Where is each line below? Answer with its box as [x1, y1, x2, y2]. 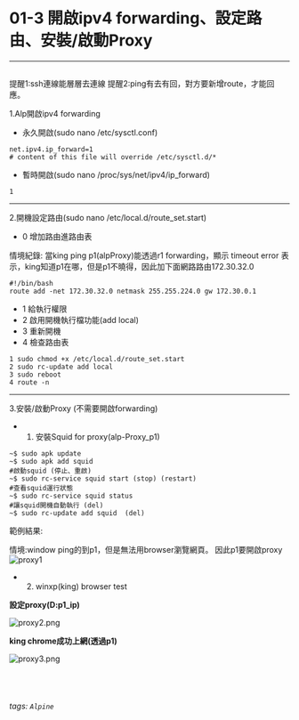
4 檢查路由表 [21, 337, 69, 348]
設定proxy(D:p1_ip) [9, 600, 80, 611]
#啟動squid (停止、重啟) [9, 466, 92, 476]
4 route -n [9, 378, 50, 387]
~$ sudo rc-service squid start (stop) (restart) [9, 474, 198, 483]
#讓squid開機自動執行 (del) [9, 501, 104, 510]
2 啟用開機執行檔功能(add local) [21, 315, 140, 326]
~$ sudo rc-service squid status [9, 491, 133, 501]
